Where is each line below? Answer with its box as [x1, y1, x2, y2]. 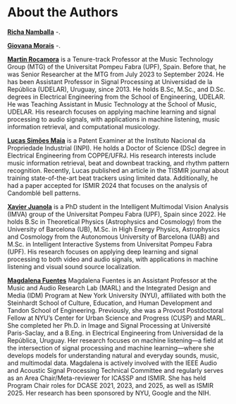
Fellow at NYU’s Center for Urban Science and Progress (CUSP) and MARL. [7, 314, 226, 322]
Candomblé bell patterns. [7, 189, 81, 197]
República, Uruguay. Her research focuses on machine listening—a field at [7, 336, 223, 345]
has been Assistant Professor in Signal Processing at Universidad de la [7, 77, 213, 85]
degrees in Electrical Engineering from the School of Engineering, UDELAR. [7, 93, 225, 101]
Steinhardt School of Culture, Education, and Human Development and [7, 298, 213, 307]
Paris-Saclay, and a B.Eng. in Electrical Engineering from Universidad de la [7, 328, 224, 337]
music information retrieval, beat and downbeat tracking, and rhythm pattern [7, 158, 230, 167]
